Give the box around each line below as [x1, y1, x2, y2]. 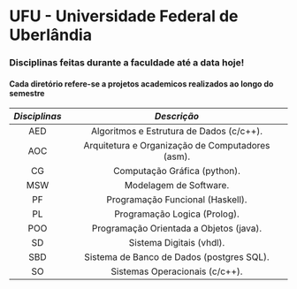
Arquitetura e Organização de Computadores [83, 140, 270, 152]
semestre [9, 87, 45, 98]
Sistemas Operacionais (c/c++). [110, 265, 243, 278]
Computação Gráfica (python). [113, 165, 240, 178]
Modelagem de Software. [124, 179, 230, 192]
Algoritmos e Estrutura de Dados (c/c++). [91, 125, 263, 138]
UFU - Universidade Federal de [9, 6, 239, 27]
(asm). [163, 150, 191, 163]
